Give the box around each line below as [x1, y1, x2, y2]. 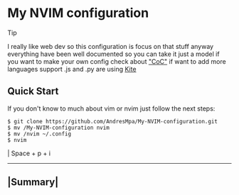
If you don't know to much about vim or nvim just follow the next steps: [7, 104, 216, 113]
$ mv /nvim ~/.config [7, 130, 72, 138]
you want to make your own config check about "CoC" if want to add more [7, 57, 226, 65]
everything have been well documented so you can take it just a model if [7, 50, 220, 58]
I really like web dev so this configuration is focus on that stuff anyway [7, 42, 214, 50]
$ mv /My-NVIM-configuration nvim [7, 124, 110, 131]
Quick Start [7, 85, 59, 97]
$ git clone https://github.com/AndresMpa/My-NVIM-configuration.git [7, 118, 218, 125]
